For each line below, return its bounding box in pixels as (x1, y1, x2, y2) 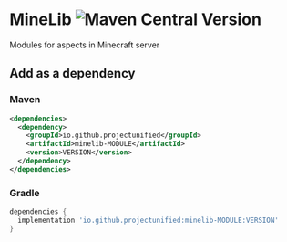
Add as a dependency (9, 66, 136, 81)
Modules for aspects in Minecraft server (9, 39, 160, 50)
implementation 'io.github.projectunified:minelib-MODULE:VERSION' (17, 216, 280, 225)
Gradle (9, 186, 40, 199)
